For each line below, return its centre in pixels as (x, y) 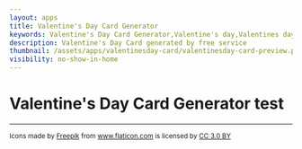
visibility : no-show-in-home (64, 59)
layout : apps (34, 18)
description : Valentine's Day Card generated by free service (128, 43)
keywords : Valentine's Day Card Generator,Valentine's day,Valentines (144, 34)
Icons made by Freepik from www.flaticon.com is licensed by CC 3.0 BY (120, 136)
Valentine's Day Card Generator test (147, 104)
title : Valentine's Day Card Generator (84, 26)
